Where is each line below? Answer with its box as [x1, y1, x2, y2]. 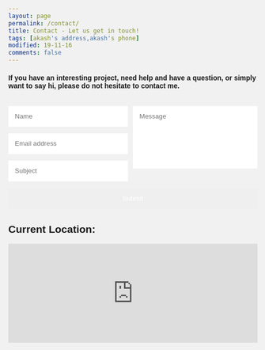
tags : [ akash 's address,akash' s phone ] [8, 34, 140, 42]
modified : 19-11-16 [8, 41, 73, 50]
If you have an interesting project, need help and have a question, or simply [8, 73, 256, 82]
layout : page [8, 12, 51, 20]
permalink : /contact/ [8, 19, 80, 27]
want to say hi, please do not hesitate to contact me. [8, 81, 180, 90]
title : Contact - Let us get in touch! [8, 27, 140, 35]
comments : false [8, 49, 62, 57]
